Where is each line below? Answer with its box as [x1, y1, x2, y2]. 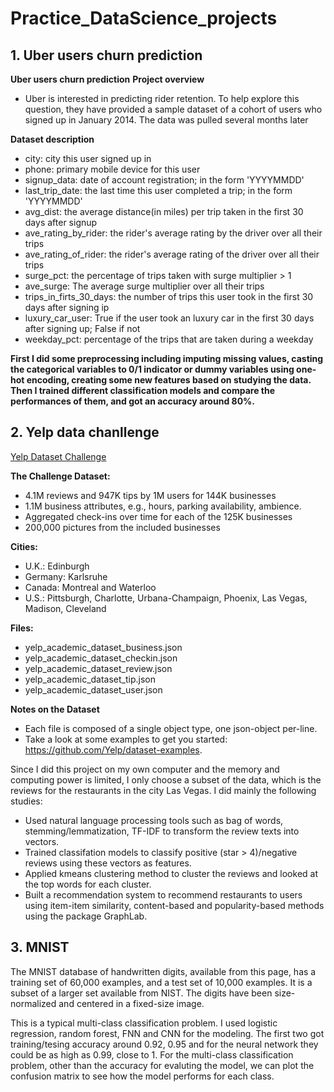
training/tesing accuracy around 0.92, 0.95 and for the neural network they [10, 1038, 319, 1050]
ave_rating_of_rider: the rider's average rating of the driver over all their [24, 248, 320, 260]
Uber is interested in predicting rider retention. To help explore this [24, 93, 300, 104]
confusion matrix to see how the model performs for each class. [10, 1070, 275, 1082]
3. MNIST [10, 939, 70, 956]
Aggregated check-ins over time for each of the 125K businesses [24, 510, 293, 522]
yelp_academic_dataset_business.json [24, 641, 183, 653]
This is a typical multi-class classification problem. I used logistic [10, 1017, 278, 1029]
